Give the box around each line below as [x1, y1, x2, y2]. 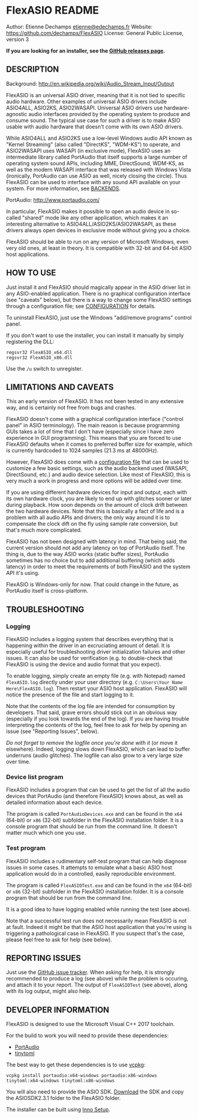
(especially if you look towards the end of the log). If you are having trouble [6, 715, 189, 722]
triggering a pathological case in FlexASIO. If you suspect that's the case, [6, 930, 185, 937]
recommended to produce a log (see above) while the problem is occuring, [6, 975, 189, 982]
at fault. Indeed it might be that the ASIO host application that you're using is [6, 923, 192, 930]
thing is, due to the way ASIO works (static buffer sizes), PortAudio [6, 551, 169, 558]
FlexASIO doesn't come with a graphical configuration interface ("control [6, 416, 184, 423]
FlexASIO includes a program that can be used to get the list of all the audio [6, 786, 190, 793]
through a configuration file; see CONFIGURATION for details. [6, 303, 156, 310]
